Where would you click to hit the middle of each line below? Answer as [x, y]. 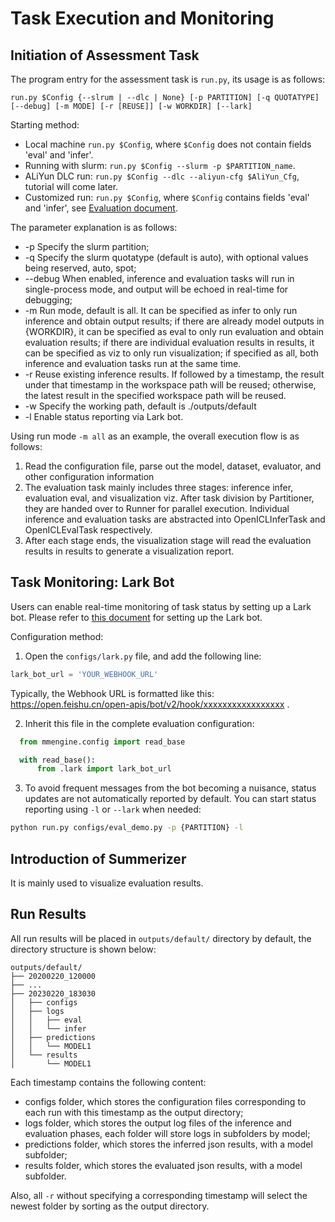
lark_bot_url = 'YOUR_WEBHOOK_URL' [84, 674]
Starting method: [45, 125]
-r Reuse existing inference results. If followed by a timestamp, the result [174, 374]
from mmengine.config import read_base [102, 742]
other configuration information [89, 476]
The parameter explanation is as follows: [94, 227]
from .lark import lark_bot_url [104, 769]
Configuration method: [57, 636]
